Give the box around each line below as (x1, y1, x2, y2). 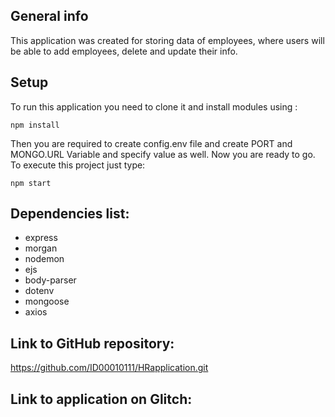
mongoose (24, 295, 70, 308)
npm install (10, 120, 60, 130)
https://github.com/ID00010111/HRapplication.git (10, 362, 209, 374)
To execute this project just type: (10, 159, 146, 171)
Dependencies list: (10, 205, 130, 223)
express (24, 232, 58, 244)
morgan (24, 242, 58, 254)
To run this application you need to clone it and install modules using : (10, 100, 298, 113)
